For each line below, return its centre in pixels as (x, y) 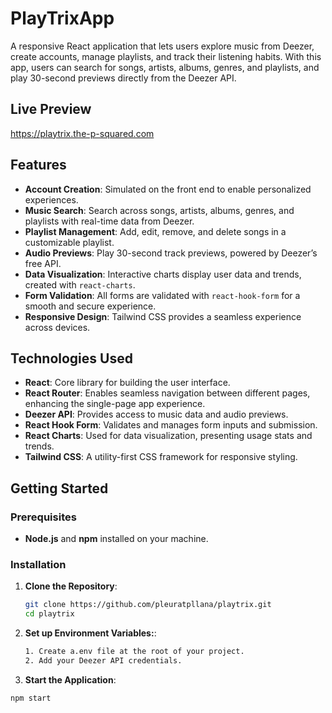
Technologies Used (71, 358)
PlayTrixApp (62, 18)
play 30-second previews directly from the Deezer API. (123, 78)
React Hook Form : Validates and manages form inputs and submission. (171, 425)
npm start (31, 698)
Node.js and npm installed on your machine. (116, 539)
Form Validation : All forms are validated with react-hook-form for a (162, 295)
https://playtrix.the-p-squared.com (82, 133)
